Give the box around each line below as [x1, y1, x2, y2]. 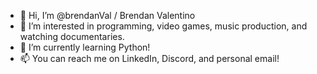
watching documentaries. [19, 31, 125, 42]
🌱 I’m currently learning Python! [19, 41, 151, 53]
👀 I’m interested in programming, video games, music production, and [19, 20, 308, 32]
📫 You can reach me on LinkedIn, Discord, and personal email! [19, 53, 280, 64]
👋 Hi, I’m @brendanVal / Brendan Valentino [19, 10, 196, 21]
